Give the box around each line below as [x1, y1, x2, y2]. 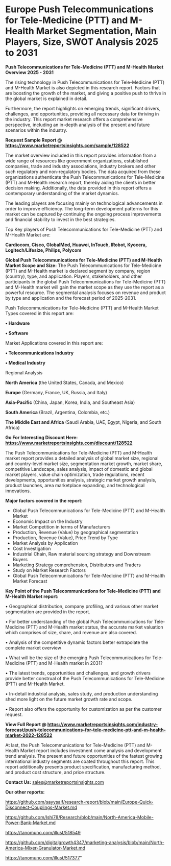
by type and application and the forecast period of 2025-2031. [5, 295, 137, 301]
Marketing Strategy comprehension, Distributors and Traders [12, 562, 141, 568]
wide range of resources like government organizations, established [5, 157, 149, 164]
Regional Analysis [5, 369, 43, 376]
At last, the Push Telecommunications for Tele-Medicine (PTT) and [5, 742, 145, 748]
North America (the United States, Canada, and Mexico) [5, 379, 124, 386]
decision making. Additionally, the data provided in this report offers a [5, 185, 152, 191]
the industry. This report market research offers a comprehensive [5, 116, 143, 122]
